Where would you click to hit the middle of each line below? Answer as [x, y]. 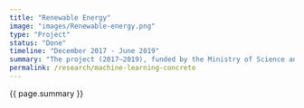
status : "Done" [38, 43]
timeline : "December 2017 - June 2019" [85, 51]
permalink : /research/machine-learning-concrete [103, 68]
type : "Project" [40, 34]
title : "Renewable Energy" [60, 18]
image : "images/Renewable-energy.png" [82, 26]
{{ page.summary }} [47, 93]
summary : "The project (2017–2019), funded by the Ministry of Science [147, 59]
